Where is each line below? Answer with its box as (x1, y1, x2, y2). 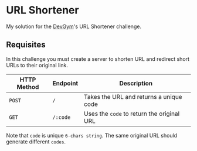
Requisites (6, 40, 46, 50)
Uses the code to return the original (84, 109, 180, 118)
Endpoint (52, 79, 79, 87)
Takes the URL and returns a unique (84, 92, 183, 101)
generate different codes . (6, 138, 66, 145)
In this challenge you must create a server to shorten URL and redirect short (6, 55, 189, 62)
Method (16, 83, 39, 91)
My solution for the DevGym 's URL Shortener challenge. (6, 23, 142, 30)
